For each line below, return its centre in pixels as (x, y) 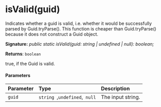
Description (115, 89)
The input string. (121, 97)
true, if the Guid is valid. (30, 63)
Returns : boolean (23, 54)
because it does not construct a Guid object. (52, 34)
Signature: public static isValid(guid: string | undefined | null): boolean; (79, 44)
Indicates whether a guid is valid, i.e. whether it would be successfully (79, 23)
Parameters (18, 75)
